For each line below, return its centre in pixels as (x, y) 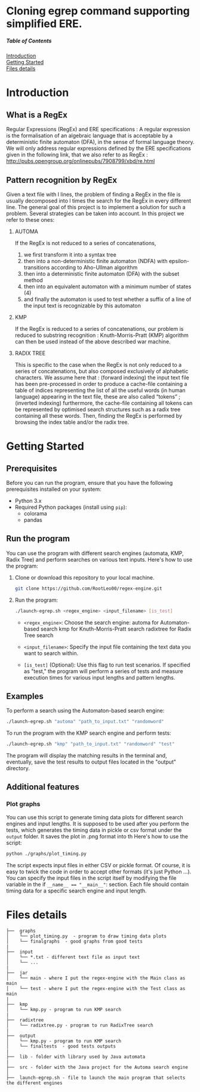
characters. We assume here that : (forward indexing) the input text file (102, 377)
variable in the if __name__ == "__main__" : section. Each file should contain (98, 884)
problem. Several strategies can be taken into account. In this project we (95, 213)
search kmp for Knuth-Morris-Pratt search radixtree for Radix (116, 629)
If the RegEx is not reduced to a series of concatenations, (85, 243)
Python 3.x (28, 500)
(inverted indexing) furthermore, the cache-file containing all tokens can (104, 403)
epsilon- (179, 261)
